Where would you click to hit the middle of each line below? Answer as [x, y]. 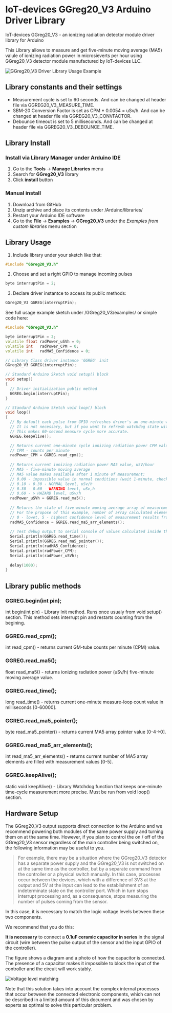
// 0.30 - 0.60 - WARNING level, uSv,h [52, 489]
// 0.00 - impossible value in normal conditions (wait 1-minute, [82, 479]
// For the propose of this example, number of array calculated [81, 512]
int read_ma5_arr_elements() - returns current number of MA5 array [77, 756]
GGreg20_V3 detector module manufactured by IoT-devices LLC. [73, 61]
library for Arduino [25, 40]
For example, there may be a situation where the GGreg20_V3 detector [92, 858]
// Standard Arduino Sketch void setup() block [57, 375]
